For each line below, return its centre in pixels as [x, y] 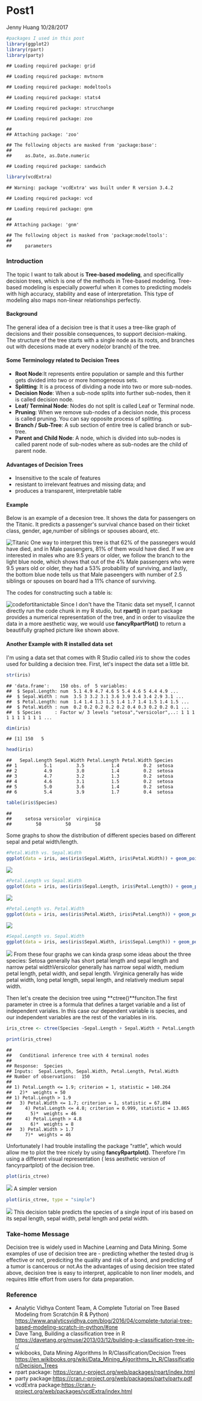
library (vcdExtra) [29, 177]
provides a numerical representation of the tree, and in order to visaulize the [100, 617]
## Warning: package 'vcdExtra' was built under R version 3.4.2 [90, 188]
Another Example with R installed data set [60, 644]
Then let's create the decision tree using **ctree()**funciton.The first [92, 998]
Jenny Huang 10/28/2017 [37, 27]
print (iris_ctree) [29, 1039]
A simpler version [35, 1188]
